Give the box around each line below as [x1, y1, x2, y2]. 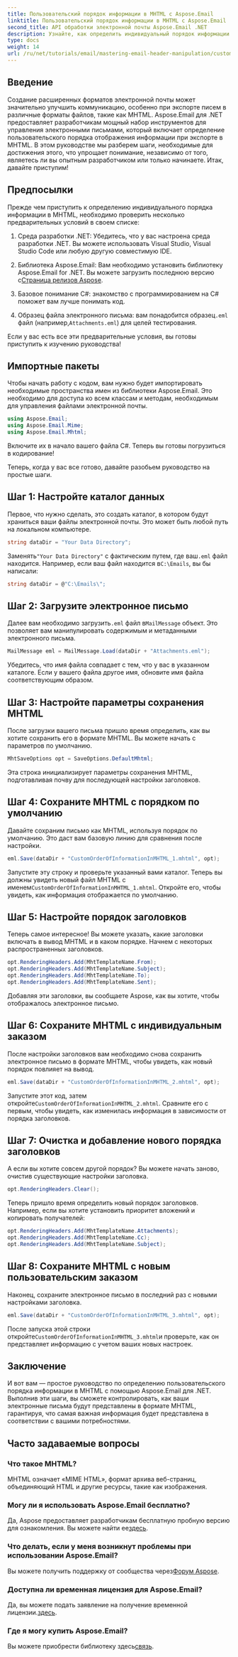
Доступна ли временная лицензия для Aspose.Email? [7, 1584, 203, 1594]
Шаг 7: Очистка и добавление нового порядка [7, 1135, 222, 1147]
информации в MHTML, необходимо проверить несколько [7, 210, 186, 219]
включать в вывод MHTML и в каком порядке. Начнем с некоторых [7, 938, 212, 946]
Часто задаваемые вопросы [7, 1437, 140, 1449]
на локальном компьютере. [7, 525, 91, 533]
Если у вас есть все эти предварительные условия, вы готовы [7, 332, 197, 340]
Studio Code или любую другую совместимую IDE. [17, 247, 172, 255]
